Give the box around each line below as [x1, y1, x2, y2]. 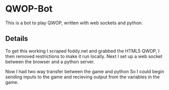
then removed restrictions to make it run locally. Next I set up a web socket [5, 53, 162, 59]
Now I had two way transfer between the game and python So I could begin [5, 68, 164, 74]
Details [5, 34, 28, 43]
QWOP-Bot [5, 3, 53, 15]
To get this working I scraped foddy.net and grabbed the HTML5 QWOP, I [5, 48, 160, 54]
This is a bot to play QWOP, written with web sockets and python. [5, 20, 143, 26]
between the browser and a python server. [5, 59, 95, 65]
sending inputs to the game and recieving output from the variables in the [5, 74, 160, 80]
